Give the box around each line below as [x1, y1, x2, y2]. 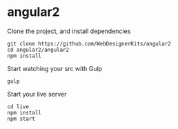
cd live [7, 103, 30, 110]
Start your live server [7, 90, 67, 98]
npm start [7, 115, 36, 122]
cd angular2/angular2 [7, 46, 70, 53]
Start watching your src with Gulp [7, 64, 102, 72]
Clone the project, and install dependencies [7, 27, 131, 35]
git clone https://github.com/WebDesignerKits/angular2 [7, 40, 171, 47]
